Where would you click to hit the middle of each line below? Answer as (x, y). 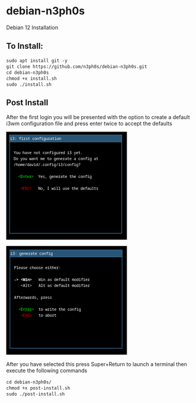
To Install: (25, 46)
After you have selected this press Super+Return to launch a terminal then (97, 364)
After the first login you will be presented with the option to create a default (98, 117)
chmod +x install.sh (32, 79)
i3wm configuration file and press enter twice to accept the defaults (89, 123)
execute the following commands (47, 370)
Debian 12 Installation (32, 27)
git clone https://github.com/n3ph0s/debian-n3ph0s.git (77, 67)
